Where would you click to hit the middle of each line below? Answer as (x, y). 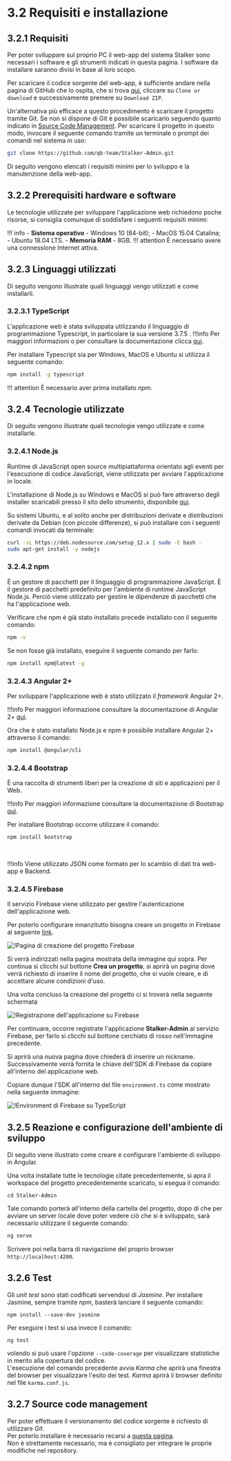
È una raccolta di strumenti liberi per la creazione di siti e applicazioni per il (114, 783)
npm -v (17, 637)
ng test (18, 1340)
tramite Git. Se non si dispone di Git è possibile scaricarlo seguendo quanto (114, 118)
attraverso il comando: (39, 737)
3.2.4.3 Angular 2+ (40, 681)
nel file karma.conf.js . (39, 1382)
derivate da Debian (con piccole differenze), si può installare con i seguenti (114, 522)
